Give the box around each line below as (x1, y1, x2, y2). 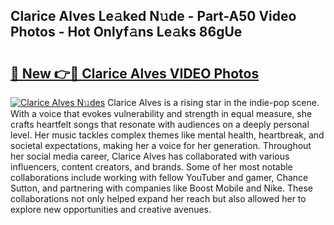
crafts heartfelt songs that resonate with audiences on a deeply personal (10, 119, 310, 130)
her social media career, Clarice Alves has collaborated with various (10, 150, 290, 162)
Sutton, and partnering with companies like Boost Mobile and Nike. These (10, 182, 313, 194)
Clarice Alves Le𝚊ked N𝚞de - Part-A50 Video (10, 8, 297, 25)
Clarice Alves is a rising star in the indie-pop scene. (107, 97, 320, 108)
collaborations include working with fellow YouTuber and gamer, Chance (10, 172, 309, 183)
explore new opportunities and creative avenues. (10, 204, 212, 215)
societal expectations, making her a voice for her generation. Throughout (10, 140, 312, 151)
